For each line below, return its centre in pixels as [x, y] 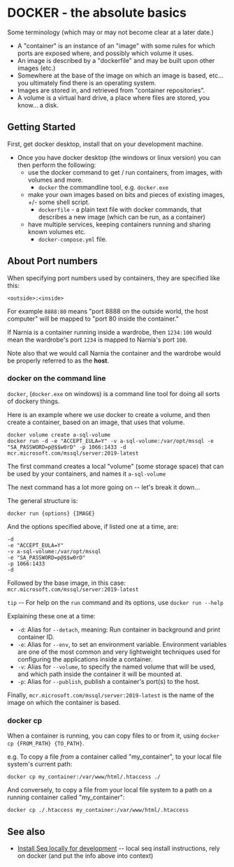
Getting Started [42, 127]
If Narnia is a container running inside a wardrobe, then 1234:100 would [109, 332]
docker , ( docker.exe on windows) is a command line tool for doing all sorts [114, 393]
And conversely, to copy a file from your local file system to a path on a [110, 790]
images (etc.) [36, 68]
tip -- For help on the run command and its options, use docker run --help [115, 602]
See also [26, 832]
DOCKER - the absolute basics [97, 13]
